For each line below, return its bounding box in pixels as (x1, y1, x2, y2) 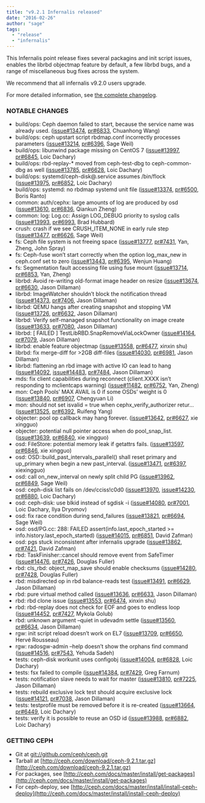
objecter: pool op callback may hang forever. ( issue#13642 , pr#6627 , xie (15, 414, 198, 421)
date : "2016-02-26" (6, 15, 56, 21)
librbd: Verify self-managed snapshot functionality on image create (15, 316, 185, 324)
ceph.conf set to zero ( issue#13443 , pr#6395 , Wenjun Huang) (15, 257, 173, 265)
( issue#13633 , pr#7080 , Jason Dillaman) (15, 323, 118, 331)
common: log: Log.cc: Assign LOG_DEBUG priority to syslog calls (15, 212, 180, 219)
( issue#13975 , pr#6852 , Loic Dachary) (15, 179, 112, 187)
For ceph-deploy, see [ (15, 783, 73, 790)
